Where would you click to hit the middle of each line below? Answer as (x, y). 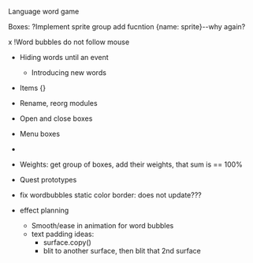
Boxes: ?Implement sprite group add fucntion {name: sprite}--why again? (127, 26)
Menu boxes (40, 134)
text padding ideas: (63, 234)
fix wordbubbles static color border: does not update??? (111, 195)
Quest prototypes (48, 180)
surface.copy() (67, 242)
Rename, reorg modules (58, 103)
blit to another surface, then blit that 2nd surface (122, 251)
